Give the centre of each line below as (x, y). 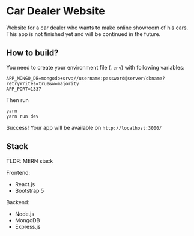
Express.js (28, 226)
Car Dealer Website (56, 11)
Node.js (25, 214)
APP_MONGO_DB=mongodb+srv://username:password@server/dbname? (86, 78)
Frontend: (18, 172)
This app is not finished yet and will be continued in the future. (83, 34)
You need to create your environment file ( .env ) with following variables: (95, 67)
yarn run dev (23, 116)
